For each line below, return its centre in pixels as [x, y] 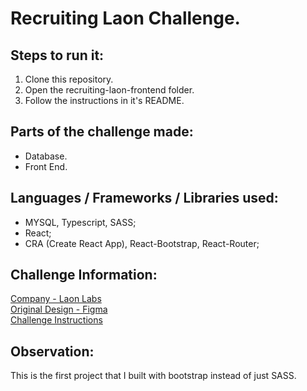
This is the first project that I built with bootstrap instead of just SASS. [153, 376]
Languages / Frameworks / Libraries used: [144, 198]
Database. [46, 156]
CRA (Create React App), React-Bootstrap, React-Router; [142, 243]
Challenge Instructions [56, 320]
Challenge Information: [84, 275]
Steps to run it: [57, 55]
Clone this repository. [69, 79]
